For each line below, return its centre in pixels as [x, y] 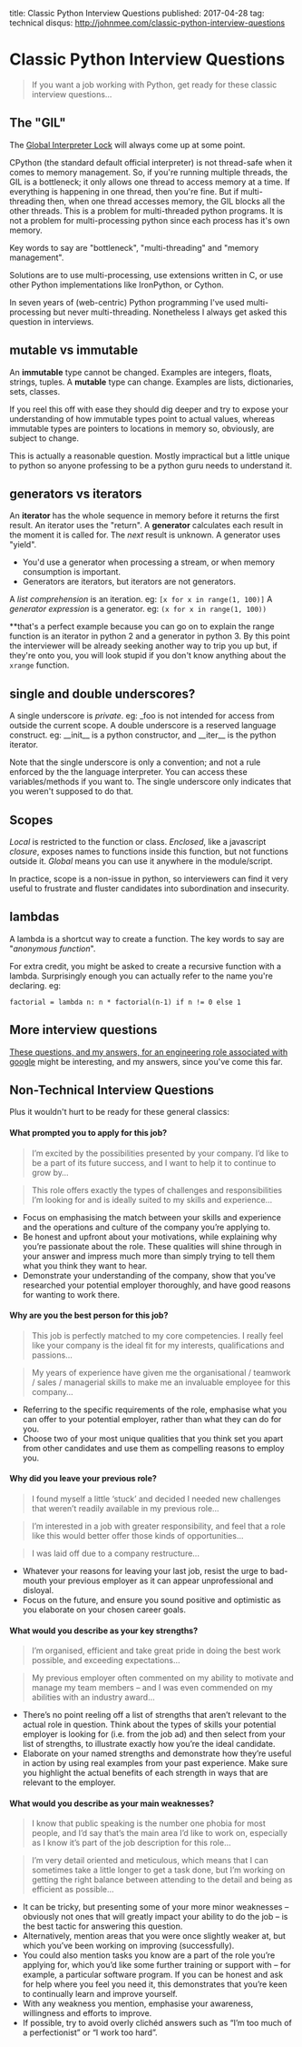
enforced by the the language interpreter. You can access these [128, 772]
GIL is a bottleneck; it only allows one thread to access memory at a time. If [150, 182]
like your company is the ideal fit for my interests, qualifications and [158, 1345]
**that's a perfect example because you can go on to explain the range [142, 627]
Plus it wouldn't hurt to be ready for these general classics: [119, 1112]
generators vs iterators [76, 493]
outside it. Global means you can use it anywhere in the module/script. [141, 861]
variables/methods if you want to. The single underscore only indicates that [151, 782]
